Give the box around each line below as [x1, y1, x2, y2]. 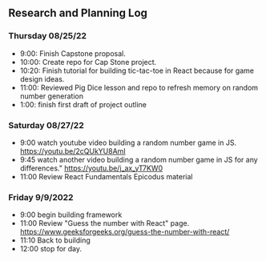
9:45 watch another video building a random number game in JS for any [19, 155, 258, 164]
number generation [19, 91, 84, 101]
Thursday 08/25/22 [8, 30, 87, 42]
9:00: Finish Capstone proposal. [19, 48, 126, 58]
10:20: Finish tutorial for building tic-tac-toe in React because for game [19, 66, 255, 75]
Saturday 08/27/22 [8, 119, 84, 130]
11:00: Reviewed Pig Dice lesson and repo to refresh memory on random [19, 82, 259, 92]
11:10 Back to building [19, 235, 91, 245]
